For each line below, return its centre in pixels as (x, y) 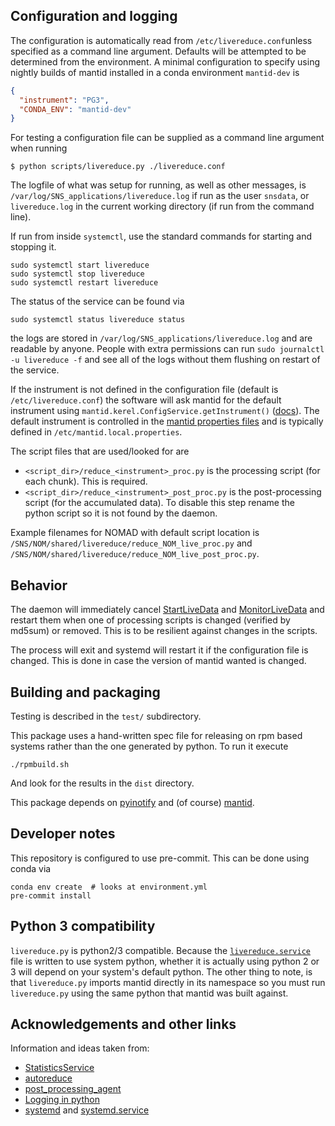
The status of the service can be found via (97, 301)
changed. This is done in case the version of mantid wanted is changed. (158, 661)
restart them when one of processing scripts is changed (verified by (150, 620)
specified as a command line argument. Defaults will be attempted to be (158, 51)
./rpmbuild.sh (40, 764)
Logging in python (62, 1100)
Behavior (39, 585)
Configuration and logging (94, 16)
